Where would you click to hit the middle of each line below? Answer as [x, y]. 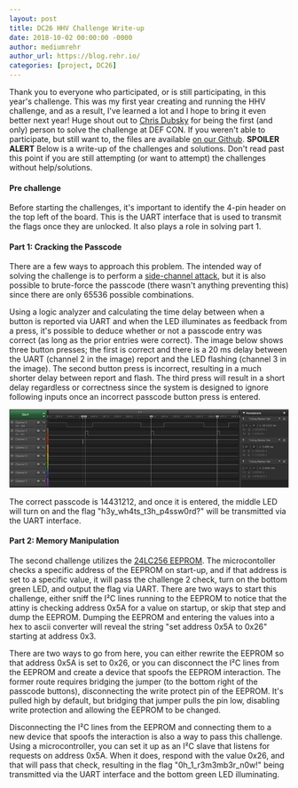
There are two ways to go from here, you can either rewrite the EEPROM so [147, 654]
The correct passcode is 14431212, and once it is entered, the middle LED [143, 501]
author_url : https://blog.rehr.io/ [75, 56]
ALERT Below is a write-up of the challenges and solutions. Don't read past [147, 148]
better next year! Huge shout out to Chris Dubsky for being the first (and [141, 120]
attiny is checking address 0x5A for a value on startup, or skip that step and [148, 608]
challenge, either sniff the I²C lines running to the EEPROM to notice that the [148, 599]
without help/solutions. [51, 167]
